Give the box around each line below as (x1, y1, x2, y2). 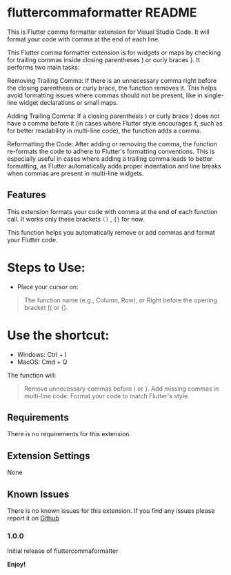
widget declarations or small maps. (19, 98, 119, 106)
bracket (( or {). (23, 303, 68, 311)
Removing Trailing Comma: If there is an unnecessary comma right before (7, 76, 217, 84)
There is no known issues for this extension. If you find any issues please (7, 507, 215, 515)
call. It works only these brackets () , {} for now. (7, 215, 145, 223)
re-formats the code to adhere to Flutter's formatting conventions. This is (7, 147, 215, 155)
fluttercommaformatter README (7, 5, 197, 21)
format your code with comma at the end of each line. (7, 35, 160, 43)
